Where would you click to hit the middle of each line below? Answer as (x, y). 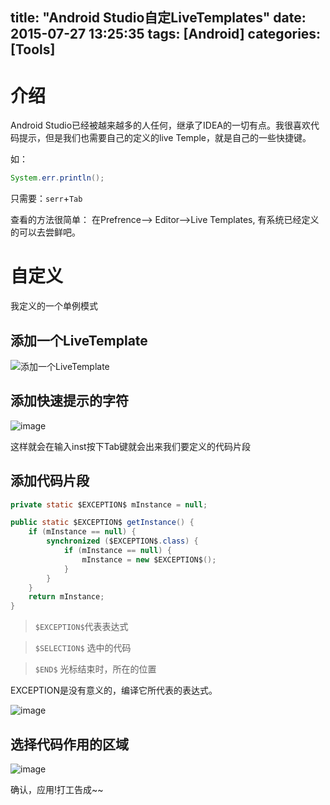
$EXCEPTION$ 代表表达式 (81, 627)
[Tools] (33, 49)
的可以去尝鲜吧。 (45, 232)
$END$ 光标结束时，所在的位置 (95, 669)
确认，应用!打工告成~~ (57, 790)
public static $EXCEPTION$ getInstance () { (102, 523)
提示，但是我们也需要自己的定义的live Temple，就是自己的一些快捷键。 (165, 138)
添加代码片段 (50, 481)
